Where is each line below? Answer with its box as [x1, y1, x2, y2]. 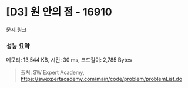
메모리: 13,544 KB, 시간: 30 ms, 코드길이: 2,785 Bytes [6, 56, 132, 63]
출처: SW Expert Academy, [20, 69, 85, 76]
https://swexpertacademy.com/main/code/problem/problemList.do [20, 76, 183, 83]
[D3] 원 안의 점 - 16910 [6, 5, 113, 19]
